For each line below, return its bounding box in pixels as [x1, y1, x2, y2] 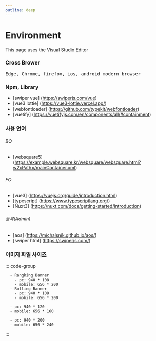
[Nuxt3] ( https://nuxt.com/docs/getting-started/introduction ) [12, 203, 142, 209]
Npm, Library [5, 83, 39, 90]
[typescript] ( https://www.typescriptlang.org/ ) [12, 198, 110, 204]
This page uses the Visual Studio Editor [5, 47, 88, 53]
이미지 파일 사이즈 [5, 251, 47, 258]
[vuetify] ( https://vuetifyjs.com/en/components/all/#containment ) [12, 111, 151, 118]
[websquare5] [12, 154, 43, 160]
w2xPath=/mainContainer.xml [12, 165, 76, 171]
